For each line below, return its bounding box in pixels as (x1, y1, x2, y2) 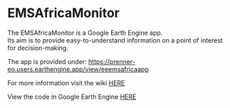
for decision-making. (7, 43, 69, 52)
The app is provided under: (7, 57, 87, 65)
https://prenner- (88, 57, 136, 65)
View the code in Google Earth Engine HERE (7, 92, 137, 101)
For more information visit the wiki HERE (7, 78, 125, 87)
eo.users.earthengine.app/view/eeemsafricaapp (7, 65, 150, 73)
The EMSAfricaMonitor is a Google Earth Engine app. (7, 28, 163, 37)
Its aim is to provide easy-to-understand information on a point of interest (7, 36, 223, 44)
